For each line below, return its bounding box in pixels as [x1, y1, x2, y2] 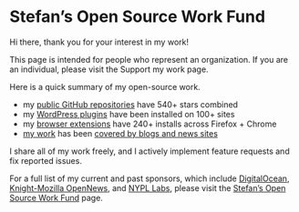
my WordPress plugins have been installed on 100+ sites [22, 108, 235, 119]
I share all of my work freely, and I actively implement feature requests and [9, 146, 290, 156]
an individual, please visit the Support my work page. [9, 64, 209, 75]
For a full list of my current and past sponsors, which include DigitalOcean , [9, 173, 290, 184]
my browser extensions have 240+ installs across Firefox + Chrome [22, 118, 277, 129]
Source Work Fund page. [9, 192, 103, 203]
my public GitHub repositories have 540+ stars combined [22, 98, 239, 110]
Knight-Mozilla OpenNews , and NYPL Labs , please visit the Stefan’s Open [9, 182, 286, 193]
